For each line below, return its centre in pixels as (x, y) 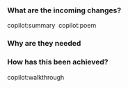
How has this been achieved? (58, 62)
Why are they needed (44, 44)
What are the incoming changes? (64, 10)
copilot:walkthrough (36, 77)
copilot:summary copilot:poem (52, 26)
